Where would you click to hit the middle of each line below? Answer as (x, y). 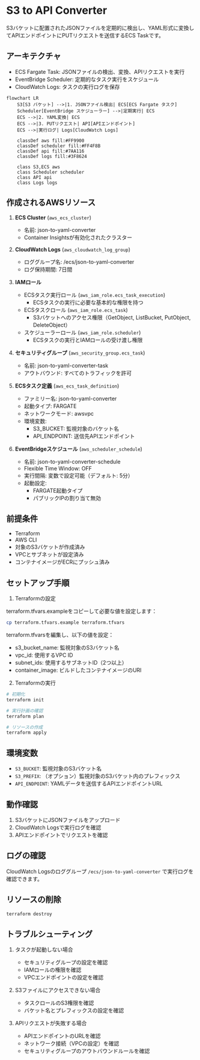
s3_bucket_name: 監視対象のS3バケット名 (67, 648)
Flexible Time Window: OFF (58, 468)
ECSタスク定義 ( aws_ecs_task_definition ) (67, 386)
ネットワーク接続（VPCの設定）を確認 (71, 1044)
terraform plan (25, 716)
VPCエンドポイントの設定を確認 (64, 978)
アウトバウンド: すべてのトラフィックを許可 (78, 373)
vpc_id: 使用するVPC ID (44, 655)
